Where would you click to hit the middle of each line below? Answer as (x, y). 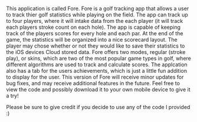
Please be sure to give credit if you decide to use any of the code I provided (98, 107)
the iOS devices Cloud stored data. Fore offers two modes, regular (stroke (96, 52)
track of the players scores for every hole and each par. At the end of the (95, 33)
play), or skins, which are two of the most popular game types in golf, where (99, 58)
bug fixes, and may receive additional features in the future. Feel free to (93, 83)
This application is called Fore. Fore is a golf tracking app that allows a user (98, 9)
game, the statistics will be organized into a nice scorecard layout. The (92, 40)
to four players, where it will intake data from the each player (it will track (95, 21)
